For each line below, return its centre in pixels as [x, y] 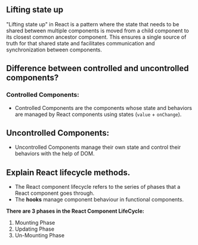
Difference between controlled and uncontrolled [98, 68]
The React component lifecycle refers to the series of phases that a [98, 187]
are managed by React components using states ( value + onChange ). [98, 114]
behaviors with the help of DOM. [55, 154]
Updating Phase [35, 229]
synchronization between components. [54, 50]
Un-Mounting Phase [39, 235]
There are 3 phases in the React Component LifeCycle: [75, 211]
